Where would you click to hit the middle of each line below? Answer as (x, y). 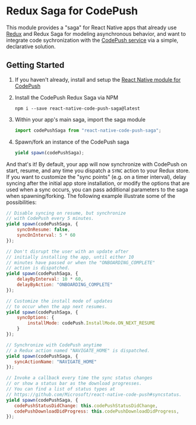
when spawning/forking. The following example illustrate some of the (91, 196)
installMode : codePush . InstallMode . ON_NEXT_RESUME (91, 323)
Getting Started (35, 65)
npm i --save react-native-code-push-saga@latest (78, 108)
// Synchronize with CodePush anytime (54, 345)
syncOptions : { (36, 318)
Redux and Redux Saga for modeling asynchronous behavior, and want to (96, 33)
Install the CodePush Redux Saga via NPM (67, 97)
